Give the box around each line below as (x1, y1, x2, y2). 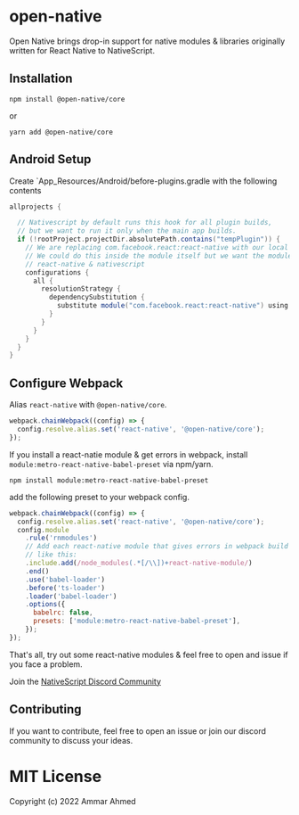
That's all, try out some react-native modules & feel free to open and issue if (9, 649, 288, 660)
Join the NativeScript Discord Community (9, 676, 162, 687)
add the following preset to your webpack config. (9, 491, 190, 502)
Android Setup (9, 152, 92, 167)
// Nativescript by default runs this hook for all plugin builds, (17, 218, 273, 227)
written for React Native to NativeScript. (9, 45, 156, 55)
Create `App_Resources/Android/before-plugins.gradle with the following (9, 176, 278, 186)
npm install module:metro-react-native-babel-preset (9, 475, 209, 485)
